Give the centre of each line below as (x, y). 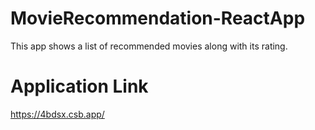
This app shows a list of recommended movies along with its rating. (149, 46)
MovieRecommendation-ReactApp (158, 18)
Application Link (79, 86)
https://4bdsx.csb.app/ (57, 114)
